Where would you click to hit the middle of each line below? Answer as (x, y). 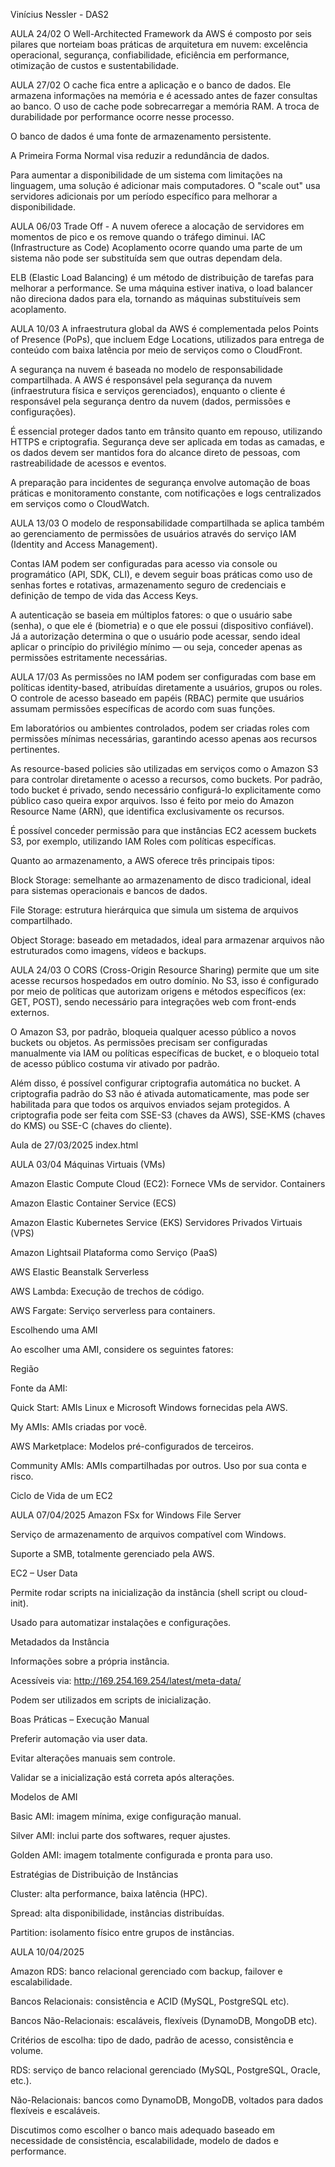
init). (19, 1603)
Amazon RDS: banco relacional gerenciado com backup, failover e (146, 1971)
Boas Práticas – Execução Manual (80, 1719)
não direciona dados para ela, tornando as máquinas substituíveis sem (156, 298)
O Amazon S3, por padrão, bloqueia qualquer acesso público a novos (153, 1032)
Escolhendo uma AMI (54, 1330)
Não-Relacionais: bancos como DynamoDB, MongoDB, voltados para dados (167, 2100)
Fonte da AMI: (39, 1388)
